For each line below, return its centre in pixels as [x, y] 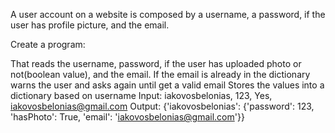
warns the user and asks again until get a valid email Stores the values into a [167, 85]
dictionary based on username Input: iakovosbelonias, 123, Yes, [141, 95]
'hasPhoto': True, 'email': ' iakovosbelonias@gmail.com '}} [127, 117]
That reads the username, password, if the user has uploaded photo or [156, 63]
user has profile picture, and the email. [90, 25]
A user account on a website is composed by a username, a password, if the [168, 14]
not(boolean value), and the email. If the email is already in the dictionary [160, 74]
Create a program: [48, 44]
